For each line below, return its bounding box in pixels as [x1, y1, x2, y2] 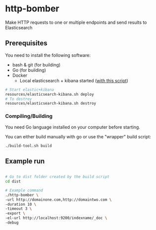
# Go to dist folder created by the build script [5, 174, 110, 179]
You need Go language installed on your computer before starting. [5, 124, 140, 130]
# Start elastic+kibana [5, 87, 54, 92]
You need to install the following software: [5, 52, 91, 58]
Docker [12, 72, 28, 78]
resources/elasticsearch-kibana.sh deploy [5, 92, 94, 97]
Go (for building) [12, 67, 46, 73]
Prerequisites [5, 39, 48, 48]
